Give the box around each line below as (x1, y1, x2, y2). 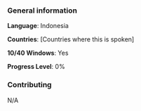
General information (7, 6, 77, 15)
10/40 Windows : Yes (7, 48, 69, 58)
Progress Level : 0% (7, 63, 65, 71)
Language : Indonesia (7, 22, 69, 30)
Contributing (7, 80, 52, 90)
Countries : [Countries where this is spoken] (7, 35, 135, 44)
